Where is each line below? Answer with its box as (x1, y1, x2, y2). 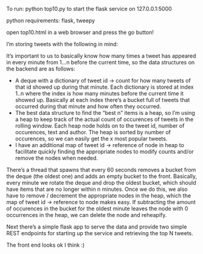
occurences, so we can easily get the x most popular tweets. (15, 135, 168, 142)
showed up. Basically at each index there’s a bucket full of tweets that (15, 97, 190, 103)
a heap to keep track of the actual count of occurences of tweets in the (15, 115, 194, 123)
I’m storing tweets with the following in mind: (6, 41, 119, 47)
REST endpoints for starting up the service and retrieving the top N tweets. (6, 230, 193, 236)
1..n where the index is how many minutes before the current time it (15, 90, 184, 97)
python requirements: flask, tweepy (6, 17, 95, 24)
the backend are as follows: (6, 65, 75, 72)
